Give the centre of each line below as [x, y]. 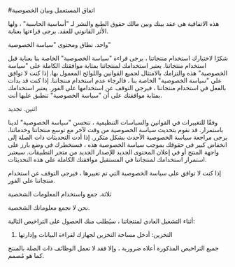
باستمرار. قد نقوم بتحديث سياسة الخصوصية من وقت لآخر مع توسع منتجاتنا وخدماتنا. [116, 130]
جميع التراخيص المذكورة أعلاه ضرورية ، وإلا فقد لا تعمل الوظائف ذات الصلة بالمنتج [114, 248]
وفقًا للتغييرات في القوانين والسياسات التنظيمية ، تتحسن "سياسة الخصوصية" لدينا [113, 122]
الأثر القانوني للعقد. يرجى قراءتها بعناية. [58, 31]
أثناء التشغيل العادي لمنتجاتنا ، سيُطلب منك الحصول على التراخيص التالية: [101, 221]
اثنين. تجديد [23, 109]
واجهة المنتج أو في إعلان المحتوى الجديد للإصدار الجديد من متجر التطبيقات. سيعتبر [114, 152]
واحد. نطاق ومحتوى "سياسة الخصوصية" [59, 44]
